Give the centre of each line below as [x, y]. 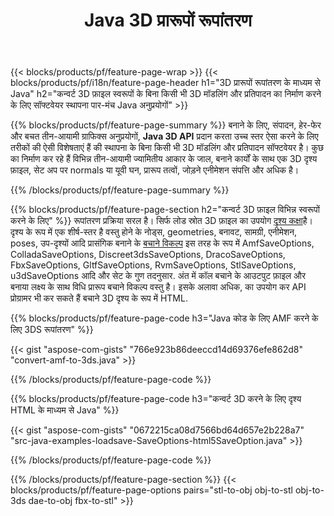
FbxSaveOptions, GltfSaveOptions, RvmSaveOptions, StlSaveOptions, [153, 265]
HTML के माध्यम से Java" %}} [65, 410]
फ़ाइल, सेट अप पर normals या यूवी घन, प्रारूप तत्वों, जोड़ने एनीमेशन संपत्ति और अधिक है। [155, 170]
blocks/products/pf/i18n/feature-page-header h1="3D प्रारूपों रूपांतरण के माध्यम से [165, 83]
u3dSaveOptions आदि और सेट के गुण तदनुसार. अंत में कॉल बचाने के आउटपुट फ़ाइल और [158, 276]
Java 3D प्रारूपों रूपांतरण [168, 20]
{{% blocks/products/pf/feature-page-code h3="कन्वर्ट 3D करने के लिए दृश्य [156, 399]
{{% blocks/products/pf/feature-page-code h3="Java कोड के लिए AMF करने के [164, 318]
